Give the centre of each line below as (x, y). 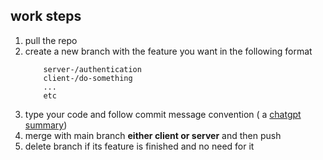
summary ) (46, 125)
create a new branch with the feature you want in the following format (168, 51)
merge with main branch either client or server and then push (153, 135)
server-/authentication (92, 69)
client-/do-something (88, 78)
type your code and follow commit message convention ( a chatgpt (163, 114)
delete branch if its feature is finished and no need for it (139, 146)
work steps (46, 16)
